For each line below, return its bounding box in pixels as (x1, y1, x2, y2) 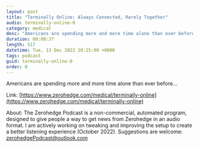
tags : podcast (6, 53, 41, 59)
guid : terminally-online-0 (6, 58, 73, 64)
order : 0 (6, 63, 28, 70)
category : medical (6, 25, 52, 31)
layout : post (6, 8, 38, 15)
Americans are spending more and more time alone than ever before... (6, 80, 178, 87)
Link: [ (6, 91, 22, 98)
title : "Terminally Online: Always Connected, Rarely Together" (6, 14, 168, 20)
